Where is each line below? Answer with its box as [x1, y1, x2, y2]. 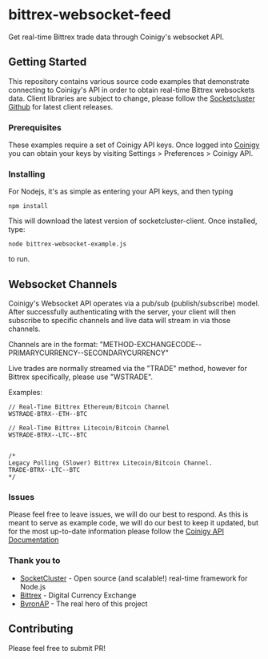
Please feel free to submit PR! [8, 643, 106, 653]
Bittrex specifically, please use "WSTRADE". [8, 372, 154, 381]
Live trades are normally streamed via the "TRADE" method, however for [8, 364, 248, 373]
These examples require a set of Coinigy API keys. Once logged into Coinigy [8, 140, 260, 150]
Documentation [8, 535, 59, 545]
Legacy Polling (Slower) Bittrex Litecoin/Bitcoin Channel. [8, 459, 214, 467]
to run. [8, 254, 30, 264]
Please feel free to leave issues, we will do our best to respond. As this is [8, 509, 249, 519]
